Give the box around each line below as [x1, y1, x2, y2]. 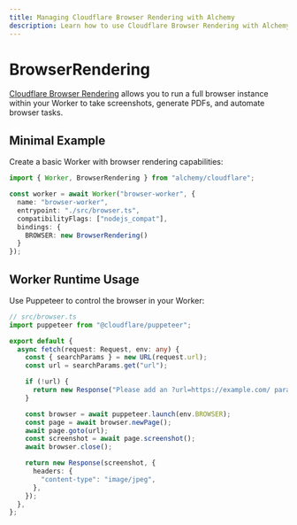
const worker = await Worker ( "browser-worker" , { [9, 189, 196, 199]
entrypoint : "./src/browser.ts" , [17, 205, 141, 215]
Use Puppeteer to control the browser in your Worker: [9, 295, 205, 305]
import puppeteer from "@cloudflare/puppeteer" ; [9, 320, 192, 329]
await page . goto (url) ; [25, 426, 109, 435]
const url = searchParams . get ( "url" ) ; [25, 361, 168, 370]
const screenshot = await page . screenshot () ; [25, 435, 196, 444]
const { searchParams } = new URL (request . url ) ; [25, 353, 208, 362]
